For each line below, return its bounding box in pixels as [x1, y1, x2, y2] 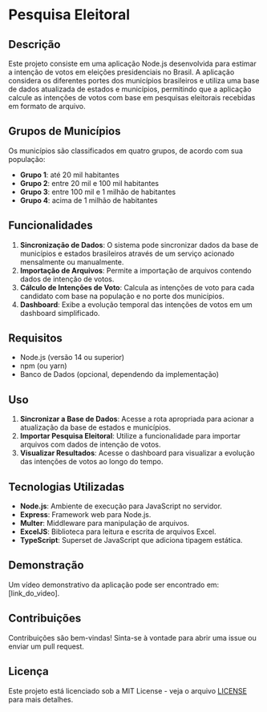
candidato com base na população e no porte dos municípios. [19, 291, 225, 301]
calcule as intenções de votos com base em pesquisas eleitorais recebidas [8, 93, 256, 102]
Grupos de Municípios [8, 124, 121, 138]
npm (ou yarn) [19, 361, 67, 370]
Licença [8, 665, 50, 678]
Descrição [8, 38, 61, 51]
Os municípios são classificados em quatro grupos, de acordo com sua [8, 146, 243, 156]
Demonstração [8, 559, 84, 572]
